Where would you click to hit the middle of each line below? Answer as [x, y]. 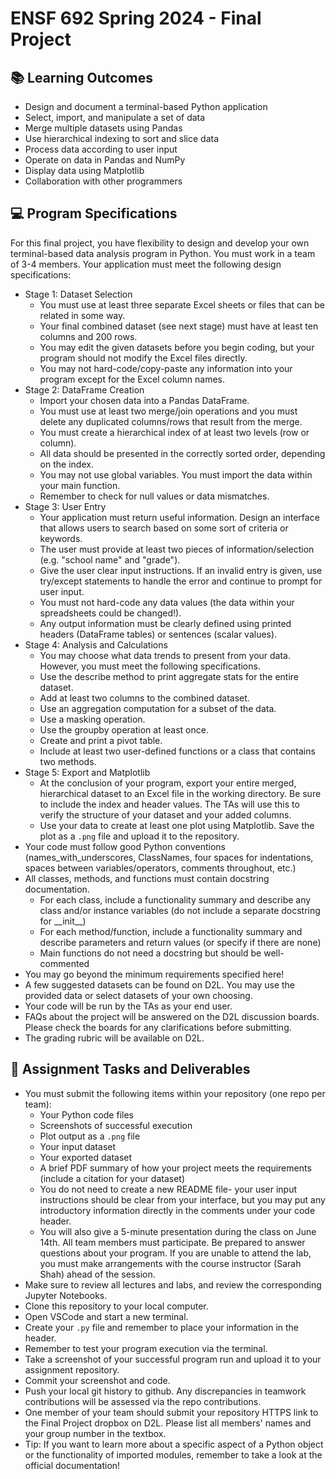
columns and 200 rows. [88, 336]
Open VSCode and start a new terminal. [106, 1316]
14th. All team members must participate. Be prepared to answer [172, 1242]
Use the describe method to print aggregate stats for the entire [169, 676]
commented [64, 963]
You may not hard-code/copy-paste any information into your [166, 368]
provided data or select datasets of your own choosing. [138, 995]
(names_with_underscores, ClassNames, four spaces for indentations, [169, 857]
